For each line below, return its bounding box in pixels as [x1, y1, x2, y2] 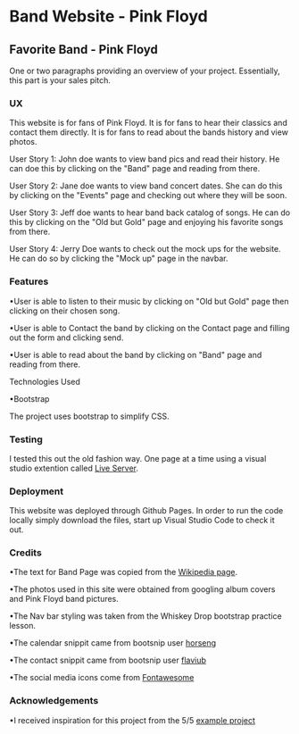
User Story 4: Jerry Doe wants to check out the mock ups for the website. [9, 244, 281, 254]
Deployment [9, 485, 64, 497]
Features [9, 275, 49, 288]
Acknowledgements [9, 695, 99, 707]
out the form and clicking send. [9, 332, 124, 343]
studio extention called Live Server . [9, 463, 139, 473]
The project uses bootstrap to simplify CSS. [9, 411, 170, 421]
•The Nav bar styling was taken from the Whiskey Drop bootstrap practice [9, 611, 283, 621]
